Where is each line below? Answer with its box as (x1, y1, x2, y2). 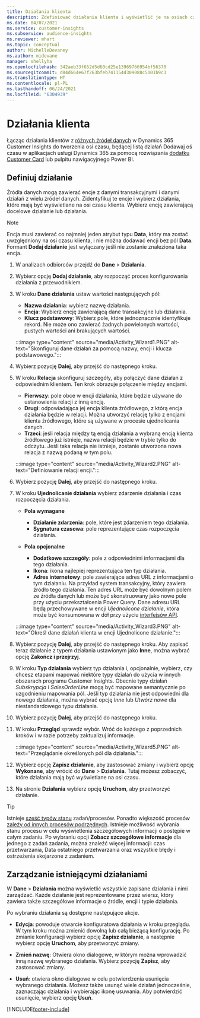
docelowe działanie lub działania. (7, 207, 88, 214)
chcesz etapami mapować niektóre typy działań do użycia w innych (15, 671, 181, 678)
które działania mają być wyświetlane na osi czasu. (15, 773, 141, 781)
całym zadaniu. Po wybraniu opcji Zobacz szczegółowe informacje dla (7, 833, 182, 841)
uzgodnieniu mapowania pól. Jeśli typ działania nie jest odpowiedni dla (15, 690, 189, 697)
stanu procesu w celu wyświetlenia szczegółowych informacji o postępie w (7, 827, 191, 834)
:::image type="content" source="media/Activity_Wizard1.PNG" (15, 338, 170, 345)
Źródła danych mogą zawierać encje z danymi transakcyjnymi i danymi (7, 188, 180, 196)
